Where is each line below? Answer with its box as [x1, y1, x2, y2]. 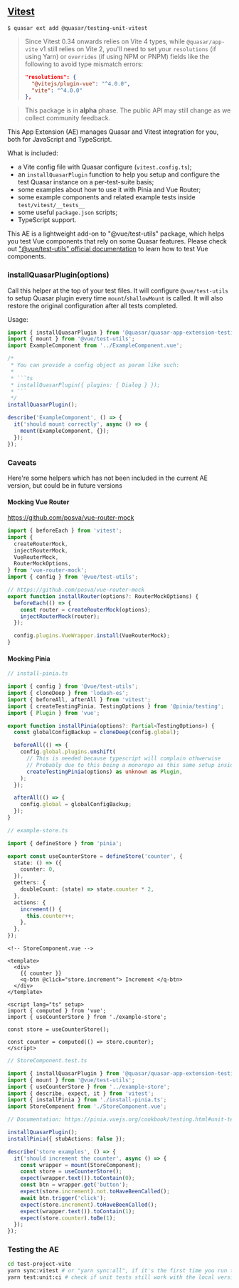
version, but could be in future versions [7, 481, 122, 490]
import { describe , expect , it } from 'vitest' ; [7, 1089, 154, 1097]
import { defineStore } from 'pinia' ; [7, 839, 122, 847]
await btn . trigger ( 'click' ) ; [20, 1194, 107, 1202]
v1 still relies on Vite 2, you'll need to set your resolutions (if [39, 44, 217, 53]
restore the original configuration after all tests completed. [7, 301, 178, 310]
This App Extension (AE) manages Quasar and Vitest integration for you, [7, 127, 219, 136]
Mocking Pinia [7, 654, 51, 663]
